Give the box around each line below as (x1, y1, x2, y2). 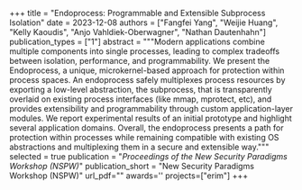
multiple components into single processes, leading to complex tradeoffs (9, 46, 280, 57)
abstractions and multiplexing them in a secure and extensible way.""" (9, 141, 270, 152)
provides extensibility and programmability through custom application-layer (9, 104, 294, 113)
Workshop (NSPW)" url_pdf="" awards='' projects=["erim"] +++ (9, 170, 249, 181)
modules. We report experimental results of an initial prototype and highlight (9, 113, 293, 123)
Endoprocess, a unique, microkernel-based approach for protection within (9, 65, 285, 76)
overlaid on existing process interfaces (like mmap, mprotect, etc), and (9, 94, 272, 104)
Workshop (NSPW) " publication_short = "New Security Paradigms (9, 161, 255, 171)
